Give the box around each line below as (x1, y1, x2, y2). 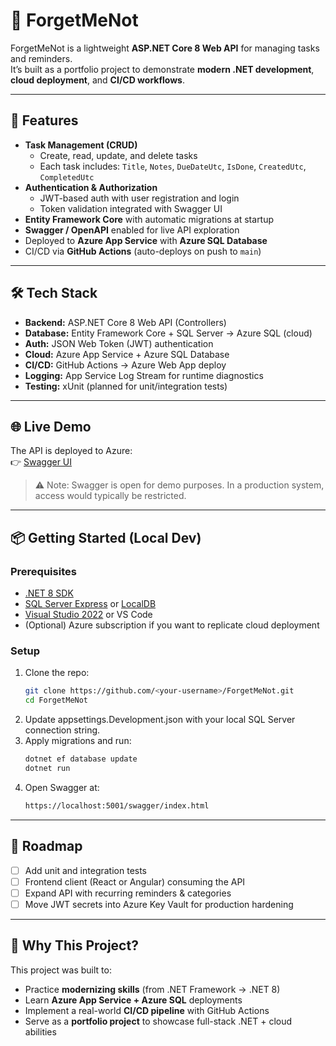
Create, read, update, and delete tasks (39, 149, 198, 161)
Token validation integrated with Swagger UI (39, 202, 223, 214)
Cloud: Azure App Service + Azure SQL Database (24, 348, 230, 360)
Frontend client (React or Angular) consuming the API (24, 875, 246, 888)
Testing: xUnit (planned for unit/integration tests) (24, 380, 228, 392)
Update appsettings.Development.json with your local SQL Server (24, 714, 296, 726)
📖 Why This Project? (10, 937, 139, 954)
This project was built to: (10, 964, 112, 976)
